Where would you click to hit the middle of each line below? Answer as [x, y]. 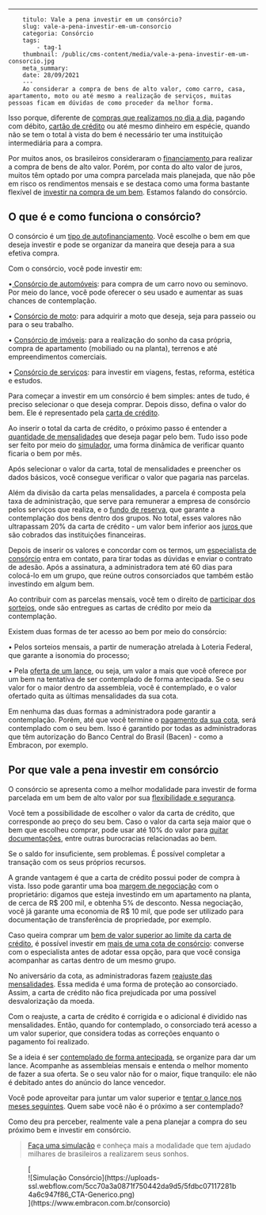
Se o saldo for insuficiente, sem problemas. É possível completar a [117, 853]
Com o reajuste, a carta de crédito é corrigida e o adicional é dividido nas [128, 1016]
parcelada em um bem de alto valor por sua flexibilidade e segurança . [122, 798]
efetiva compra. [34, 253]
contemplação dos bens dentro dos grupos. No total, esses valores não [125, 517]
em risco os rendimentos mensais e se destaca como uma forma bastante [129, 184]
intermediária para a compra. [55, 143]
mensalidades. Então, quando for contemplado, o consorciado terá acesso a [133, 1025]
